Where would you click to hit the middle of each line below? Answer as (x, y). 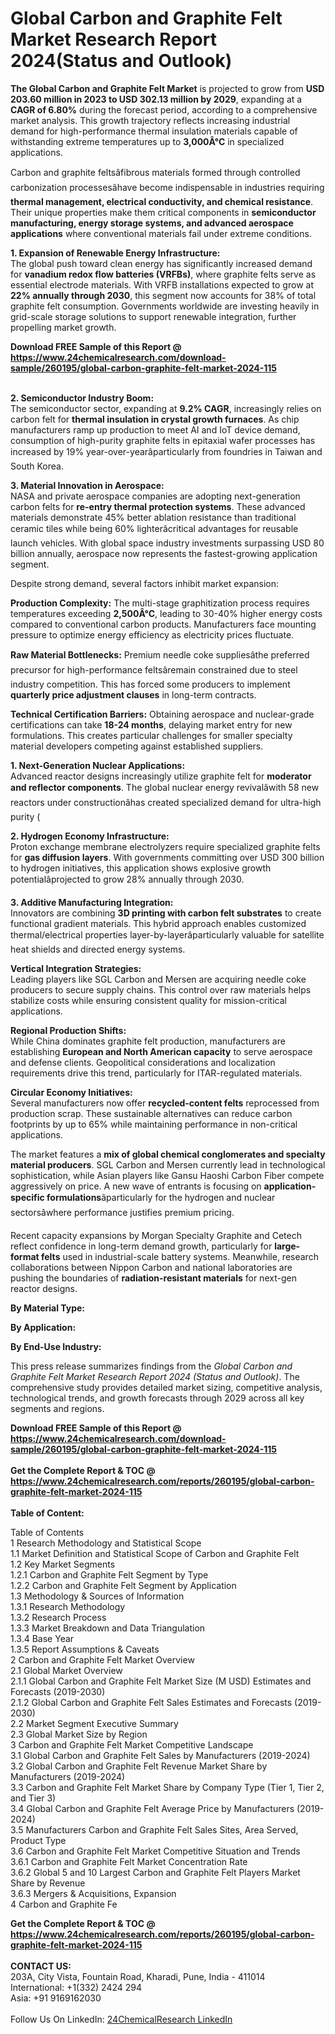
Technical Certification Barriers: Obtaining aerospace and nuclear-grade (162, 714)
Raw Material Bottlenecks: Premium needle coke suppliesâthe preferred (160, 654)
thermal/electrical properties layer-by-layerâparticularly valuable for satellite (167, 934)
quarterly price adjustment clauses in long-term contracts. (133, 694)
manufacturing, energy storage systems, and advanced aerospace (152, 223)
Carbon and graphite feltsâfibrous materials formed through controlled (155, 172)
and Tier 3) (33, 1798)
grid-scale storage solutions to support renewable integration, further (153, 316)
